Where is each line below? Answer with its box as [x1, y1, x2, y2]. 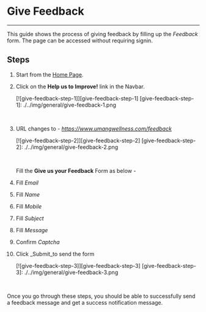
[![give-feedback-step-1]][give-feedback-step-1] [15, 94, 139, 102]
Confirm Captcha [15, 238, 60, 246]
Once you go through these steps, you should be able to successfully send [7, 292, 196, 300]
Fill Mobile [15, 202, 42, 210]
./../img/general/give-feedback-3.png [24, 268, 119, 276]
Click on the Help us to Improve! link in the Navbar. [15, 83, 145, 90]
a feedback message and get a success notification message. [7, 299, 163, 306]
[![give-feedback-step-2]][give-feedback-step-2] [15, 137, 141, 144]
